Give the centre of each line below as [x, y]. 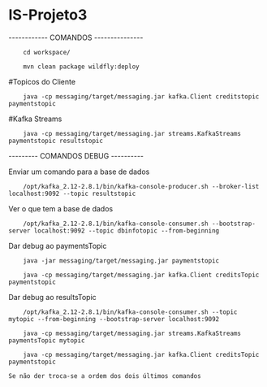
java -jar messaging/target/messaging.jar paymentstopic [121, 261]
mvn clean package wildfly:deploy [81, 67]
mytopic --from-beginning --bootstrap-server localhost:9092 [114, 319]
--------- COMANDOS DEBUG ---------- [76, 155]
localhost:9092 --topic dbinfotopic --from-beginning [127, 230]
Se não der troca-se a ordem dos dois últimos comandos [105, 376]
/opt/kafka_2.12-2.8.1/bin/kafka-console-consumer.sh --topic [130, 312]
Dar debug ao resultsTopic [53, 297]
